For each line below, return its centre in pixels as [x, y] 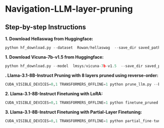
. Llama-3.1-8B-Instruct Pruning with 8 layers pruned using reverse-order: [82, 75]
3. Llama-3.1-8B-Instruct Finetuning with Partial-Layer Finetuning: [74, 112]
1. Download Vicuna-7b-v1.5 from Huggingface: [54, 57]
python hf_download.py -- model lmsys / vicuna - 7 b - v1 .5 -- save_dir [74, 66]
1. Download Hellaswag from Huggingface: [49, 39]
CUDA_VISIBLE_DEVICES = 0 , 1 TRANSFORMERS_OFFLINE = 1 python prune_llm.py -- [82, 84]
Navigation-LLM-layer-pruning [69, 9]
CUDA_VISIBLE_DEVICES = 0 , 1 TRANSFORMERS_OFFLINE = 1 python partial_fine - [79, 121]
